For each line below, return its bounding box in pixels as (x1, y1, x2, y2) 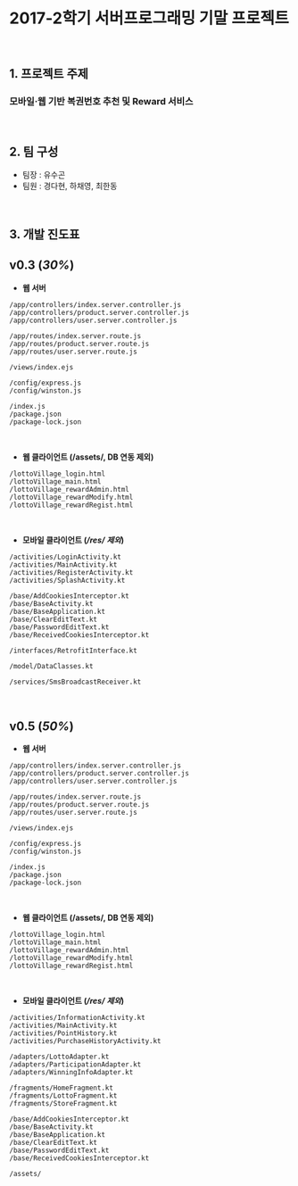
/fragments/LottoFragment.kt (9, 1091, 118, 1100)
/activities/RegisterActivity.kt (9, 568, 134, 576)
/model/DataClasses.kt (9, 661, 94, 670)
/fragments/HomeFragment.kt (9, 1083, 114, 1093)
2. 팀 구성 (9, 145, 59, 160)
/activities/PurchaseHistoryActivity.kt (9, 1037, 162, 1046)
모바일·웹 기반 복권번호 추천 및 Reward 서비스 (9, 95, 194, 108)
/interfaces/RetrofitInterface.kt (9, 646, 138, 655)
